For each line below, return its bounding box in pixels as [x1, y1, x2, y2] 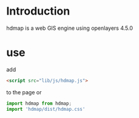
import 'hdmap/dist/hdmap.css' [6, 106, 86, 112]
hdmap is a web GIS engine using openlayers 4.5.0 [6, 24, 134, 32]
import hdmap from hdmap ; [6, 100, 72, 106]
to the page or [6, 88, 42, 95]
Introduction [6, 4, 70, 18]
